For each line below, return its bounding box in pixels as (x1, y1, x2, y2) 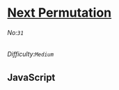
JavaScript (7, 72, 56, 83)
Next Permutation (7, 5, 112, 21)
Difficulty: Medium (7, 50, 54, 59)
